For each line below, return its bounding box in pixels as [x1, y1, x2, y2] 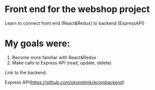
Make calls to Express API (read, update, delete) [12, 59, 112, 66]
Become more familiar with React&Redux [12, 54, 96, 60]
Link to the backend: [5, 69, 47, 75]
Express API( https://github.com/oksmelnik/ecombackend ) [5, 79, 125, 85]
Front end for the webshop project [5, 4, 150, 15]
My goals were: [5, 38, 71, 49]
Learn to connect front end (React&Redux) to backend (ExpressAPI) [5, 20, 145, 26]
